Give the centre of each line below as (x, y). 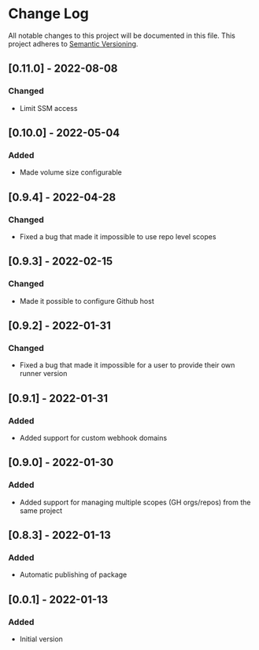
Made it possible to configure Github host (87, 301)
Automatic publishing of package (73, 574)
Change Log (48, 14)
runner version (43, 374)
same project (41, 510)
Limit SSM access (48, 108)
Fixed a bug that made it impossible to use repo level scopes (118, 236)
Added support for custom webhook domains (93, 438)
